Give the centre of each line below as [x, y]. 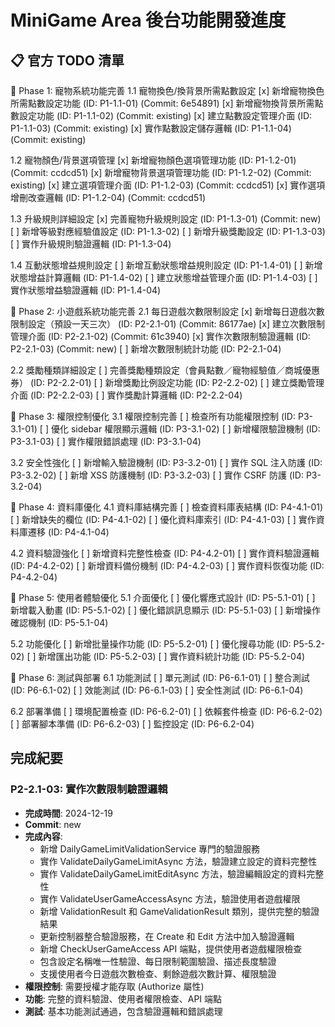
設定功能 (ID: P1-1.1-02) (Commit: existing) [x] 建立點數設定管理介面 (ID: [165, 115]
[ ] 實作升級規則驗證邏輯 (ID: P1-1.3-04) [91, 244]
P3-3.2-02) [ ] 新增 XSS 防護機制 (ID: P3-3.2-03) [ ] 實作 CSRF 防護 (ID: [157, 475]
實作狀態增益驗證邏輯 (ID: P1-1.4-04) [86, 290]
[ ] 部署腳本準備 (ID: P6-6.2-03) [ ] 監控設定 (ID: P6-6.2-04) [132, 724]
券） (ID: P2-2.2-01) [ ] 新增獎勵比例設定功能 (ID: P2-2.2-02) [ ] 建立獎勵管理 [167, 382]
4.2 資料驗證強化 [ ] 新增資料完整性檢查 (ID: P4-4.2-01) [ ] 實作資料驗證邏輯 [165, 553]
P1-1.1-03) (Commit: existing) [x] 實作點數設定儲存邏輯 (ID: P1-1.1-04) [151, 128]
